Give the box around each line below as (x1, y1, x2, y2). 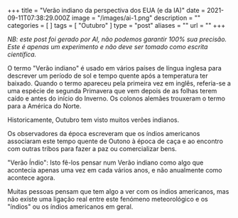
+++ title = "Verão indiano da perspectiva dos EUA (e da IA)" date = (7, 6, 206, 14)
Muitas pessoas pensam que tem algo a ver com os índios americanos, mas (7, 187, 229, 195)
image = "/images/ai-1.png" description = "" (72, 14, 201, 22)
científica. (7, 50, 37, 58)
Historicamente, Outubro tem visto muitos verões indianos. (7, 115, 180, 124)
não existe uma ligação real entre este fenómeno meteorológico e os (7, 195, 208, 203)
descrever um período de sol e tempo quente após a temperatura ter (7, 71, 208, 80)
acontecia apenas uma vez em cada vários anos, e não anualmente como (7, 166, 222, 174)
